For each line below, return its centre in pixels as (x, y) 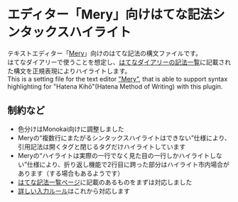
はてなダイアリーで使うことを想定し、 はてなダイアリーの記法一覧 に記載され (119, 62)
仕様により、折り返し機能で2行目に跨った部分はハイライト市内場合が (128, 164)
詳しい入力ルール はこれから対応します (74, 191)
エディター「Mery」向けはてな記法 (110, 15)
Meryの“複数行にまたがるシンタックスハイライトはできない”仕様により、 (124, 138)
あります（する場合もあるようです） (71, 173)
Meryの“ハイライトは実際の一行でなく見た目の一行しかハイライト (114, 155)
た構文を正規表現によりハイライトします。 (69, 71)
